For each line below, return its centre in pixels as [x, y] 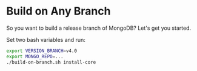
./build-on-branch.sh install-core [51, 62]
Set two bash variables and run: [46, 39]
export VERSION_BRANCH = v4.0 [42, 51]
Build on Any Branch [58, 11]
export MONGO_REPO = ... [35, 56]
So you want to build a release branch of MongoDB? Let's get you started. [99, 28]
